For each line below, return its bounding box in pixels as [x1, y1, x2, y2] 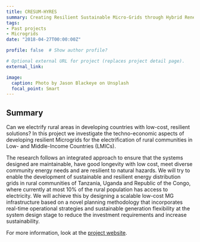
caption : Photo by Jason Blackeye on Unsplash [11, 80, 129, 86]
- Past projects [6, 25, 46, 32]
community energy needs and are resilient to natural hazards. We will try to [6, 167, 190, 174]
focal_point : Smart [11, 85, 60, 91]
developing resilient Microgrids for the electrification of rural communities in [6, 136, 193, 143]
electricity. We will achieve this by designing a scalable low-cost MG [6, 192, 174, 200]
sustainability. [6, 218, 40, 225]
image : [6, 74, 23, 81]
